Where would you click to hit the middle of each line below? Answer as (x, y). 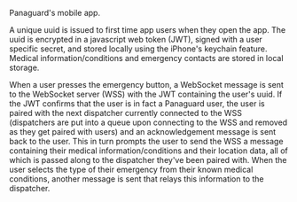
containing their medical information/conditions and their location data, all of (148, 151)
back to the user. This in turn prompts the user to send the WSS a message (146, 141)
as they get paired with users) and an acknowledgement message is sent (143, 132)
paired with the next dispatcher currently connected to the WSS (125, 113)
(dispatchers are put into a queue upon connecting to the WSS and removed (148, 122)
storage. (24, 67)
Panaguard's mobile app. (55, 13)
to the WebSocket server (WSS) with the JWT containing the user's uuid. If (146, 94)
